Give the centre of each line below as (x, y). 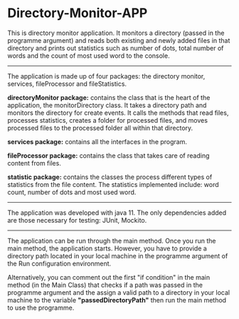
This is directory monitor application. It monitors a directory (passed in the (116, 33)
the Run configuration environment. (59, 263)
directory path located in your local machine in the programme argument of (118, 255)
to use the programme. (41, 308)
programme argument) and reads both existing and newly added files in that (119, 40)
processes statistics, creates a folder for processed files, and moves (108, 120)
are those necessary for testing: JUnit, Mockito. (77, 220)
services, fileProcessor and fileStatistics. (67, 83)
